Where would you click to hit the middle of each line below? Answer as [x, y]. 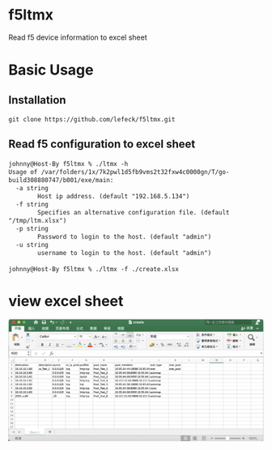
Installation [37, 100]
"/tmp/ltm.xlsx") [38, 220]
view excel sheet [66, 301]
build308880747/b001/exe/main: [61, 180]
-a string [32, 188]
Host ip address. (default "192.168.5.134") [114, 196]
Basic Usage [51, 70]
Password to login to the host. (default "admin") [125, 236]
